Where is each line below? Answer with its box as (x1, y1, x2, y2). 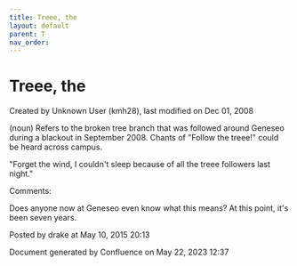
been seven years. (9, 213, 77, 223)
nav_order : (9, 37, 50, 47)
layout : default (9, 21, 69, 30)
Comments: (9, 186, 52, 197)
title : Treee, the (9, 12, 77, 22)
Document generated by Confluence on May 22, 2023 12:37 (9, 246, 229, 258)
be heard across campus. (9, 141, 103, 152)
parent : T (9, 29, 46, 38)
